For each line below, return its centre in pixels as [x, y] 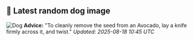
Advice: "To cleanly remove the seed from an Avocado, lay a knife [105, 25]
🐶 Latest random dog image [58, 11]
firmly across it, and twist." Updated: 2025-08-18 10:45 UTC [80, 31]
